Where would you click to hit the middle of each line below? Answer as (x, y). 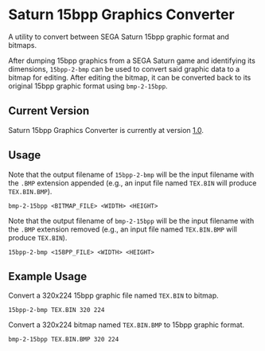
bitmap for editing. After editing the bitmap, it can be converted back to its (130, 77)
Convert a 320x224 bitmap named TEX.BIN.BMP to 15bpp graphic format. (127, 325)
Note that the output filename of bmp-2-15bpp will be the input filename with (131, 220)
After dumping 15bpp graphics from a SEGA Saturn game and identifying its (132, 60)
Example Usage (48, 276)
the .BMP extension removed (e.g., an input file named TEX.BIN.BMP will (123, 229)
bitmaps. (23, 45)
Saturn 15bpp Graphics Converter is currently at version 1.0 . (106, 130)
